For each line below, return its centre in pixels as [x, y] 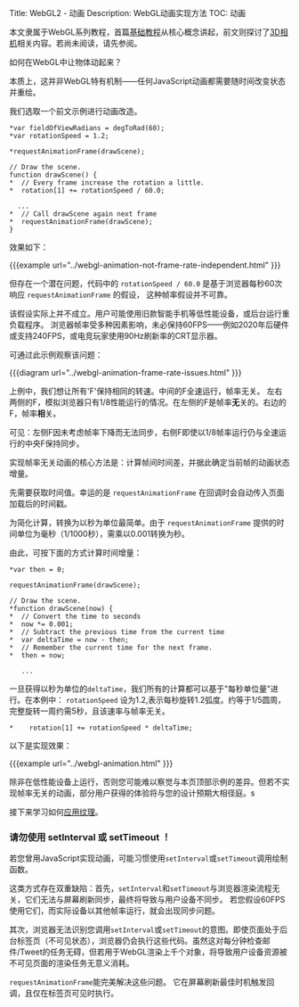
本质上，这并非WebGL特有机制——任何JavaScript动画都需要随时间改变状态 [148, 81]
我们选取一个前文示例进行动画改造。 [76, 111]
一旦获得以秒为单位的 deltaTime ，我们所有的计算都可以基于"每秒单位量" [140, 689]
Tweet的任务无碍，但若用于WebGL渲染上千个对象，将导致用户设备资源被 [154, 952]
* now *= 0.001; [41, 624]
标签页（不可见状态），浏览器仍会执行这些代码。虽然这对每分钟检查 [139, 941]
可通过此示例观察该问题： [56, 355]
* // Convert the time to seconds [75, 616]
